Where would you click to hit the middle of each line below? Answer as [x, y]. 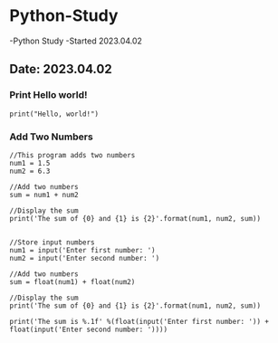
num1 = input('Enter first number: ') [82, 250]
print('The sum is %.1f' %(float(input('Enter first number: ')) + [139, 321]
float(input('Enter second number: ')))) [89, 329]
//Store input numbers [52, 242]
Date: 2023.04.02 [61, 69]
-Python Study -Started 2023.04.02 [76, 41]
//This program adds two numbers [72, 155]
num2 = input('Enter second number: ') [85, 258]
